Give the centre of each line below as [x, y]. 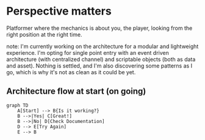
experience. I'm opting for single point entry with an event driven [88, 52]
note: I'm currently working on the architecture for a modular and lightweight [103, 46]
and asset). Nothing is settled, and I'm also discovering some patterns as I [99, 66]
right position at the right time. [44, 34]
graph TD [17, 105]
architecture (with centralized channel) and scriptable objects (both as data [101, 59]
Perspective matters [59, 11]
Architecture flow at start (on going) [76, 92]
